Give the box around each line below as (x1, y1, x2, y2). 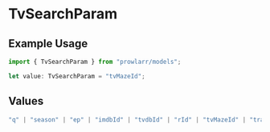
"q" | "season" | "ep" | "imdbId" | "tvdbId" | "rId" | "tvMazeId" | (8, 115, 247, 124)
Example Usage (8, 37, 88, 50)
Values (8, 94, 44, 108)
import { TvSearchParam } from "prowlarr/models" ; (8, 58, 182, 66)
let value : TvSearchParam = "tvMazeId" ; (8, 72, 146, 80)
